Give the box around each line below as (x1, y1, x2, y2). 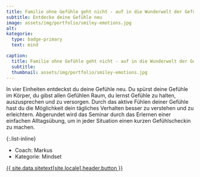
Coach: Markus (14, 147, 53, 154)
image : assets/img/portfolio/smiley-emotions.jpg (6, 20, 132, 26)
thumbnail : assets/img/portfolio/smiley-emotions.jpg (11, 69, 148, 75)
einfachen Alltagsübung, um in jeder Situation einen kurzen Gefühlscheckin (6, 117, 191, 125)
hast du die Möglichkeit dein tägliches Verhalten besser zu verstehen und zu (6, 105, 194, 112)
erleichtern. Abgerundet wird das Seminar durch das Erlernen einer (6, 111, 171, 118)
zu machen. (6, 123, 35, 131)
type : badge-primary (11, 36, 62, 42)
